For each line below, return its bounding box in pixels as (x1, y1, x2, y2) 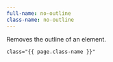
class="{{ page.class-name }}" (6, 48, 96, 55)
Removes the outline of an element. (6, 35, 107, 43)
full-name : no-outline (6, 10, 71, 17)
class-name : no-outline (6, 16, 75, 23)
